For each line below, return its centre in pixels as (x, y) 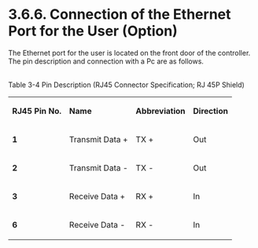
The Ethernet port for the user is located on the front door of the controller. (129, 53)
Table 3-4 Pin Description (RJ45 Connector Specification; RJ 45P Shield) (127, 85)
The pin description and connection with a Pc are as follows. (106, 61)
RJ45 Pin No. (37, 111)
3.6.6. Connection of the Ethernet (120, 15)
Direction (210, 111)
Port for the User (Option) (93, 31)
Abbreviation (161, 111)
